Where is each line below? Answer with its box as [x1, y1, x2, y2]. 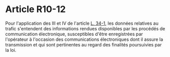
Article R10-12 [5, 4, 66, 15]
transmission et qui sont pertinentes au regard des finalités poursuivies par [5, 41, 162, 47]
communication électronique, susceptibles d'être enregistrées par [5, 31, 143, 37]
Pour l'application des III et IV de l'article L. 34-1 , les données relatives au [5, 20, 159, 26]
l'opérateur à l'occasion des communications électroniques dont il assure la [5, 36, 163, 42]
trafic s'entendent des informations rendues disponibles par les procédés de [5, 25, 165, 31]
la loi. [5, 47, 17, 53]
